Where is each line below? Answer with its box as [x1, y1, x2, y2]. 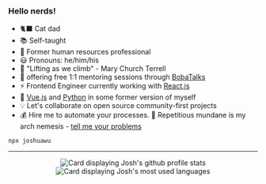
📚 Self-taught [19, 36, 66, 45]
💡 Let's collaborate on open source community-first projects [19, 101, 218, 111]
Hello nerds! [8, 6, 56, 17]
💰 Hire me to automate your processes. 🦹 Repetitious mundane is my [19, 111, 246, 120]
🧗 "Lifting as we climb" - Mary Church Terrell [19, 64, 166, 73]
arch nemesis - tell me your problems [19, 122, 142, 131]
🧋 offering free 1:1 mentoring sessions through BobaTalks [19, 73, 206, 82]
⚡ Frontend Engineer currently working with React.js [19, 81, 190, 91]
